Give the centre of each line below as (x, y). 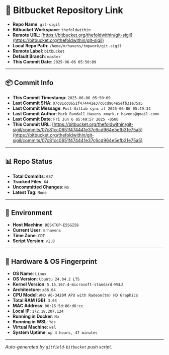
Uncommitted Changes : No (41, 187)
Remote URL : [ (28, 35)
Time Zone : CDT (29, 236)
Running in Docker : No (36, 316)
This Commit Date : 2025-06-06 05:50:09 (54, 61)
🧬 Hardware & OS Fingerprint (51, 261)
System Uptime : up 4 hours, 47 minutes (55, 332)
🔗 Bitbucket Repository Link (64, 10)
